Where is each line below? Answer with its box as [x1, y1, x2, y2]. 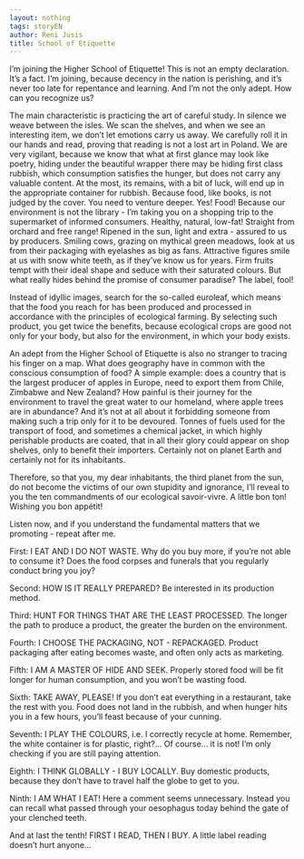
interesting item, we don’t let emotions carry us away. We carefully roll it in [9, 129, 289, 141]
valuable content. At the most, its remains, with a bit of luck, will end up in [9, 178, 285, 189]
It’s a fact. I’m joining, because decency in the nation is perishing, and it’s [9, 74, 282, 85]
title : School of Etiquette [9, 38, 116, 48]
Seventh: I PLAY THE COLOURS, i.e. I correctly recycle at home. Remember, [9, 729, 293, 740]
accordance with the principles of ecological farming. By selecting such [9, 311, 278, 323]
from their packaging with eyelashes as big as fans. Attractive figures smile [9, 245, 290, 256]
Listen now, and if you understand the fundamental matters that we [9, 519, 260, 530]
